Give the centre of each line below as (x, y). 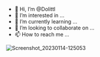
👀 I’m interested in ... (39, 15)
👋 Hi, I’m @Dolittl (35, 9)
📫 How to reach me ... (42, 34)
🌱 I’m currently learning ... (46, 21)
